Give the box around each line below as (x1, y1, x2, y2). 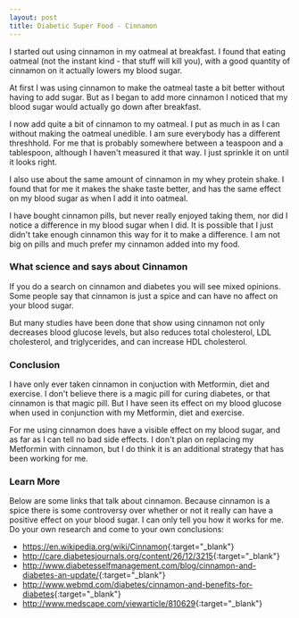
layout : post (9, 13, 58, 22)
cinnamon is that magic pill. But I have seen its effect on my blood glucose (9, 398, 282, 409)
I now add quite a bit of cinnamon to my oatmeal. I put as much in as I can (9, 118, 280, 129)
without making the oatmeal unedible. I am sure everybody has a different (9, 128, 281, 138)
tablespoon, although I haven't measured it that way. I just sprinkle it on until (9, 146, 289, 157)
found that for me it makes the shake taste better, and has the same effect (9, 183, 281, 194)
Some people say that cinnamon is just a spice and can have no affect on (9, 290, 278, 301)
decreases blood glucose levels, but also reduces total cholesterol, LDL (9, 327, 272, 338)
